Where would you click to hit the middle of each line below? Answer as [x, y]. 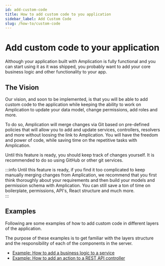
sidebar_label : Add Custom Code [38, 19]
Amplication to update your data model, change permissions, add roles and [81, 110]
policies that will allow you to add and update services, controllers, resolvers [82, 130]
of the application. [23, 228]
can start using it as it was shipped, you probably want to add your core [78, 66]
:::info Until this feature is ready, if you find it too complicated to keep [75, 170]
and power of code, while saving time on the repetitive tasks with [71, 140]
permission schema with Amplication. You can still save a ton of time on [78, 185]
